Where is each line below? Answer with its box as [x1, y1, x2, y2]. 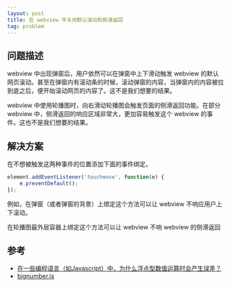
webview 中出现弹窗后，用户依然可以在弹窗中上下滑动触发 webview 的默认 [7, 69, 219, 78]
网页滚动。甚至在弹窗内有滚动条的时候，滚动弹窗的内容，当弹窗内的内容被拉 [7, 78, 224, 87]
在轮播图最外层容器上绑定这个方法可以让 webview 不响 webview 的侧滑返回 [7, 222, 221, 231]
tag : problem [7, 23, 45, 30]
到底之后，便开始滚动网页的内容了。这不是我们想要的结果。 [7, 87, 176, 95]
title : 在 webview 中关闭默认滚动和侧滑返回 [7, 16, 124, 23]
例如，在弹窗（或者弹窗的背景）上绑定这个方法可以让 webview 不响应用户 [7, 200, 217, 208]
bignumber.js [16, 272, 55, 280]
